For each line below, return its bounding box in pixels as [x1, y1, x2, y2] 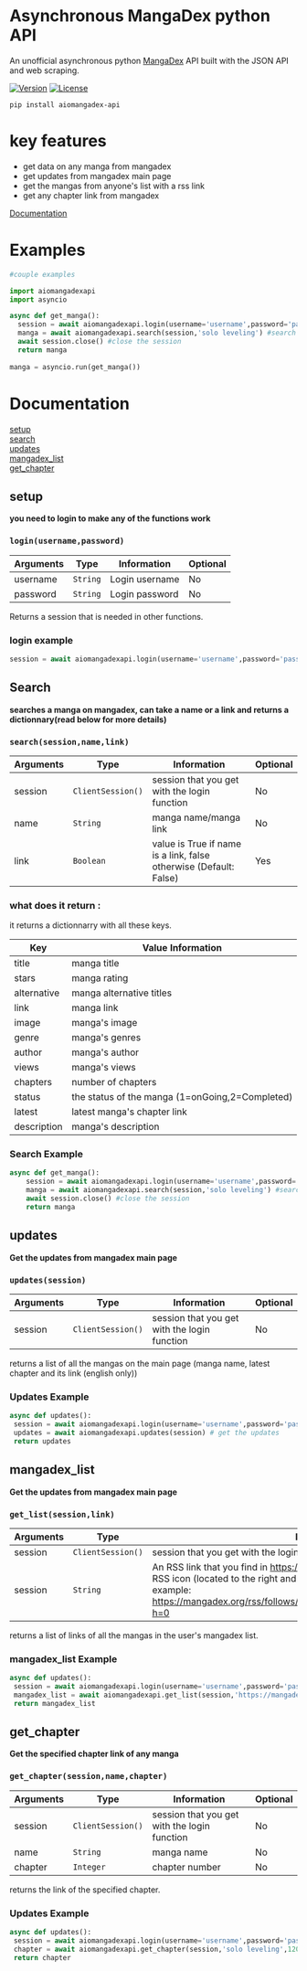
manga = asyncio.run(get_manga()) [9, 362, 142, 371]
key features [9, 131, 107, 152]
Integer [72, 1861, 107, 1872]
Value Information [142, 942, 222, 954]
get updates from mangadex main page [22, 170, 172, 181]
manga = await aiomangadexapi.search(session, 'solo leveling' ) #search [17, 328, 297, 338]
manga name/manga [152, 811, 241, 824]
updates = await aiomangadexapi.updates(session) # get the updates [13, 1428, 281, 1438]
